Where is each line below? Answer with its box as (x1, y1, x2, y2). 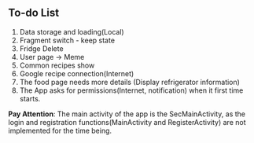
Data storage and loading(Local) (19, 27, 124, 36)
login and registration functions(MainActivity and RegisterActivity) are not (8, 117, 246, 126)
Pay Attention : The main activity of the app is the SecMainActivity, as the (8, 109, 246, 119)
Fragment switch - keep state (19, 35, 116, 45)
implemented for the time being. (8, 126, 112, 135)
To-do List (8, 6, 60, 20)
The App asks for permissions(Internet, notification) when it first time (19, 86, 244, 95)
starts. (19, 93, 41, 103)
